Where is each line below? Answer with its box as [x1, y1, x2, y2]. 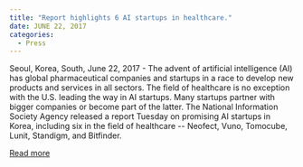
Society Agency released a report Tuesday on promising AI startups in [9, 111, 271, 122]
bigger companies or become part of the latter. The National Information [9, 101, 279, 113]
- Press [17, 38, 47, 48]
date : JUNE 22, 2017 [9, 22, 88, 31]
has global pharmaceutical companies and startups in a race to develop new [9, 73, 294, 84]
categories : [9, 30, 54, 39]
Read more [9, 148, 51, 159]
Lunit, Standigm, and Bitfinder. [9, 130, 122, 141]
